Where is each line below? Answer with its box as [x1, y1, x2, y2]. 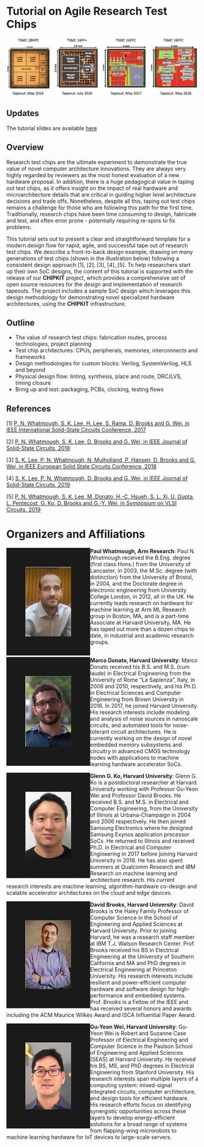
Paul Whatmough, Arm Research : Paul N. [90, 548, 195, 555]
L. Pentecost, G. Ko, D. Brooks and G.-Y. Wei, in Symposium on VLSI [6, 500, 177, 507]
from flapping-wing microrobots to [90, 1127, 177, 1134]
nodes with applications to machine [90, 754, 180, 762]
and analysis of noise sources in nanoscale [90, 715, 199, 723]
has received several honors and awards [90, 1005, 192, 1012]
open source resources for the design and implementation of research [6, 280, 183, 288]
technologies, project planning [15, 340, 92, 348]
